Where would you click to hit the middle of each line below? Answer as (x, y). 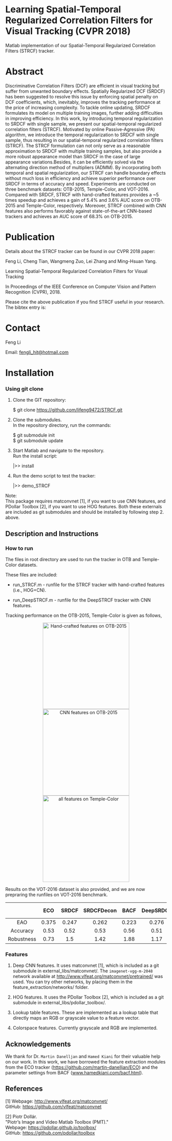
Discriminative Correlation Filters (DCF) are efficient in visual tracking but (82, 86)
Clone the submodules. (37, 420)
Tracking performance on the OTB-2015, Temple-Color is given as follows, (84, 615)
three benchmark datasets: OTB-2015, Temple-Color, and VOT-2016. (77, 189)
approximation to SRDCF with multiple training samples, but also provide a (83, 151)
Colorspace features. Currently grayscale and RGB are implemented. (85, 1028)
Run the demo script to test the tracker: (54, 476)
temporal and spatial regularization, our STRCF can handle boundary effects (86, 173)
